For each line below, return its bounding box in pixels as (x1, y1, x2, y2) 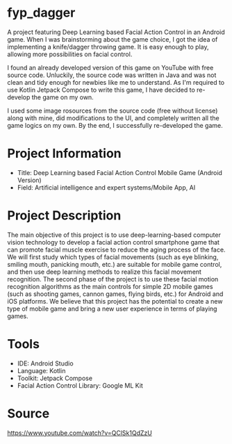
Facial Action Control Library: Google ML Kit (17, 381, 144, 390)
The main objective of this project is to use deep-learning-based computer (7, 231, 221, 239)
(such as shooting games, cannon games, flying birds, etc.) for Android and (7, 290, 224, 298)
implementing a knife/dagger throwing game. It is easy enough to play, (7, 42, 210, 51)
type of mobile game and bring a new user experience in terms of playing (7, 304, 217, 313)
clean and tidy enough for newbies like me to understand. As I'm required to (7, 78, 224, 86)
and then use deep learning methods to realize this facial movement (7, 268, 201, 276)
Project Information (7, 146, 122, 161)
